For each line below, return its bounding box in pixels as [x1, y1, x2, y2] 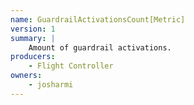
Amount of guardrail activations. [28, 42, 172, 53]
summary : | [10, 33, 56, 43]
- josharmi [28, 80, 74, 90]
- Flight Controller [28, 61, 114, 71]
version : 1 [10, 24, 56, 34]
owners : [10, 71, 43, 81]
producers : [10, 52, 56, 62]
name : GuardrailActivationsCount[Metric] [10, 14, 186, 25]
